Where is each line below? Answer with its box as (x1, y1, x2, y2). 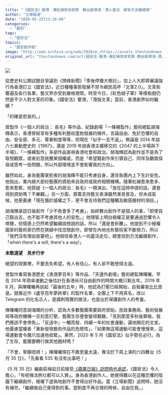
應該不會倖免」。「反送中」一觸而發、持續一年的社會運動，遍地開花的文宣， (9, 319, 163, 326)
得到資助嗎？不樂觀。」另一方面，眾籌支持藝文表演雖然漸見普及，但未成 (5, 191, 152, 197)
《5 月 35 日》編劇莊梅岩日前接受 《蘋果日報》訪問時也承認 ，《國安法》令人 (5, 366, 159, 372)
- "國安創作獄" (9, 45, 37, 50)
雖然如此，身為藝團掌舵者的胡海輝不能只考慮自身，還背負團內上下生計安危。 (5, 172, 163, 178)
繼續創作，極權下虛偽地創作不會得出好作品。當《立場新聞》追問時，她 (13, 378, 158, 384)
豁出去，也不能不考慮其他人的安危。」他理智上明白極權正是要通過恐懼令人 (9, 214, 161, 221)
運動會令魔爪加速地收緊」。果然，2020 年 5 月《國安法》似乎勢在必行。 (9, 332, 156, 338)
